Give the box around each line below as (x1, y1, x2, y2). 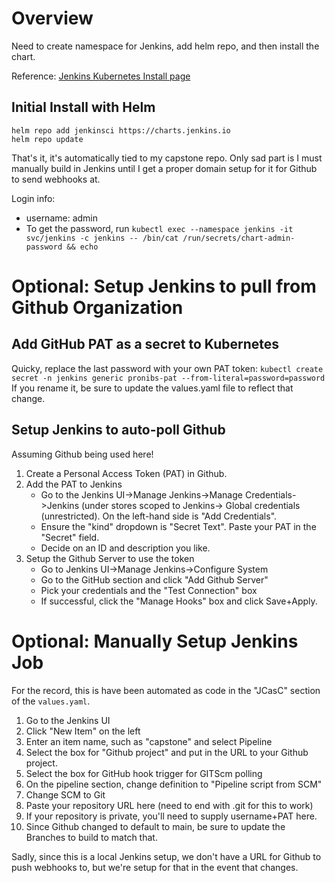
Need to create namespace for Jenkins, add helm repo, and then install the (11, 40, 320, 52)
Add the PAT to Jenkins (25, 478, 123, 490)
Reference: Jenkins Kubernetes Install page (11, 70, 191, 82)
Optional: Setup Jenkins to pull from (11, 275, 317, 297)
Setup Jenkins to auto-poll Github (11, 422, 226, 439)
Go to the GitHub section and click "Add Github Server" (40, 573, 269, 586)
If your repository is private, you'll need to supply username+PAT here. (25, 810, 318, 822)
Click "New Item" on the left (25, 725, 141, 737)
